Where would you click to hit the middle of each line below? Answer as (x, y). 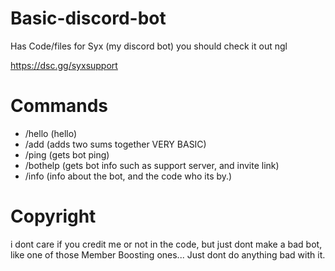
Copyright (53, 216)
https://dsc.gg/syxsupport (64, 65)
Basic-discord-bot (88, 18)
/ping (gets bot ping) (67, 154)
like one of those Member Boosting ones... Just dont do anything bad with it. (168, 254)
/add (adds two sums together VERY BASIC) (115, 144)
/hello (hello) (51, 133)
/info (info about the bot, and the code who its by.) (128, 176)
